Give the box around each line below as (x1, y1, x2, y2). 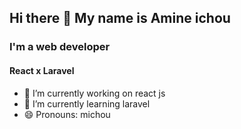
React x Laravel (9, 64, 75, 76)
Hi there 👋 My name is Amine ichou (9, 10, 231, 27)
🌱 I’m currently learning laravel (23, 97, 151, 110)
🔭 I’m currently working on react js (23, 87, 166, 99)
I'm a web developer (9, 40, 111, 54)
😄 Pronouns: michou (23, 108, 111, 120)
